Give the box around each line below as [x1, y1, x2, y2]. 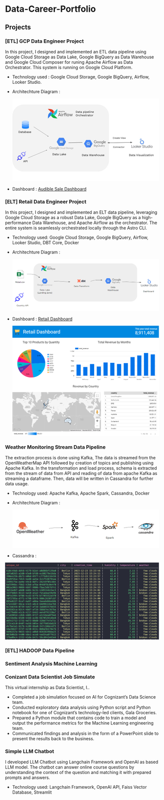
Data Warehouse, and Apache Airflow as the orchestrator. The [32, 220, 158, 226]
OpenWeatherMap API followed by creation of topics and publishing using [5, 460, 154, 466]
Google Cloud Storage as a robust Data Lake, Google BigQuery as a [5, 215, 141, 221]
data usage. [5, 481, 29, 487]
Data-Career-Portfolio [5, 3, 96, 15]
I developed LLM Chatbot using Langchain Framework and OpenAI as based [5, 759, 159, 765]
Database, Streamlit [12, 789, 52, 795]
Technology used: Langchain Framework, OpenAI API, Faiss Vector [12, 784, 147, 790]
